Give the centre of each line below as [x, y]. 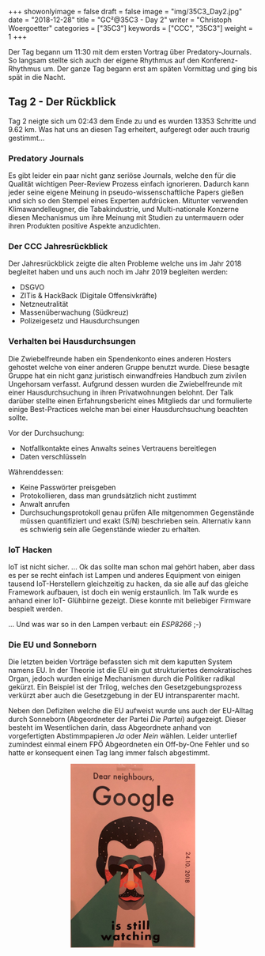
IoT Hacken [30, 550]
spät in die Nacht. [37, 77]
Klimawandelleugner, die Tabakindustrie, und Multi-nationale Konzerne [124, 210]
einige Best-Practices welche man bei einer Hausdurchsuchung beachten [128, 409]
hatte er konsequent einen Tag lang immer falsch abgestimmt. [109, 753]
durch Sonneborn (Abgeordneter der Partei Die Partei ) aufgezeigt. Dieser [127, 720]
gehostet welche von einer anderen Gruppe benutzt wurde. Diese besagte [129, 367]
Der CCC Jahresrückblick [58, 247]
